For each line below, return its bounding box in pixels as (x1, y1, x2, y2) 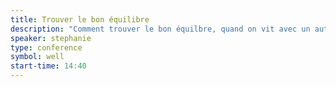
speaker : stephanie (10, 33, 92, 43)
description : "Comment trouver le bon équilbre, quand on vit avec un (10, 24, 311, 34)
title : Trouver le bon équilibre (10, 14, 150, 25)
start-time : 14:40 (10, 61, 87, 71)
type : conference (10, 42, 83, 53)
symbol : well (10, 52, 65, 62)
